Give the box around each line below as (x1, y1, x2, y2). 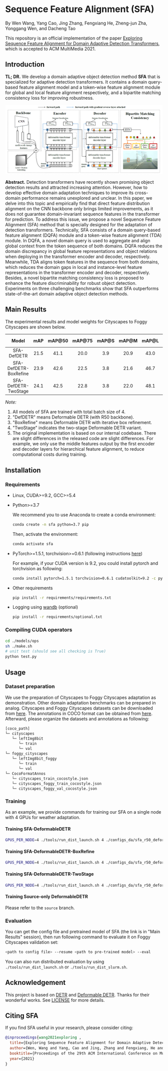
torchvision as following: (12, 565, 63, 571)
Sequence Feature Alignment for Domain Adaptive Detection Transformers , (5, 40, 160, 46)
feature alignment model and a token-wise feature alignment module (19, 84, 160, 90)
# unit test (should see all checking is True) (5, 649, 106, 654)
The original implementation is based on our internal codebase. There (12, 430, 156, 436)
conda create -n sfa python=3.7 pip (12, 522, 89, 527)
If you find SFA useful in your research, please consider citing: (5, 1025, 133, 1031)
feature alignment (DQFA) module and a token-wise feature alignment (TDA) (5, 232, 162, 238)
